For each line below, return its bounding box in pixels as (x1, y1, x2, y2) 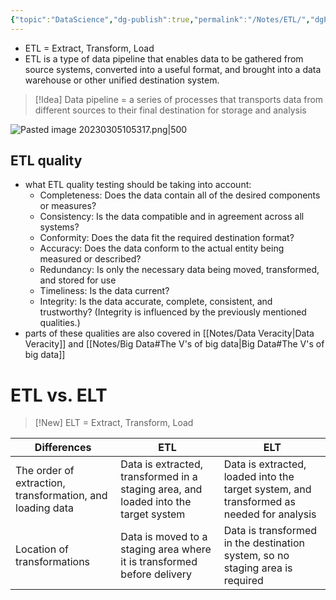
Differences (34, 441, 92, 455)
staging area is (223, 561, 293, 575)
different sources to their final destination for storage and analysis (34, 104, 307, 116)
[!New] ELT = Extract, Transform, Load (34, 417, 194, 429)
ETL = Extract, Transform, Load (24, 42, 155, 54)
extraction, (15, 476, 66, 490)
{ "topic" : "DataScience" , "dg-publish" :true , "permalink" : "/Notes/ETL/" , (10, 14, 311, 25)
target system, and (223, 482, 312, 496)
